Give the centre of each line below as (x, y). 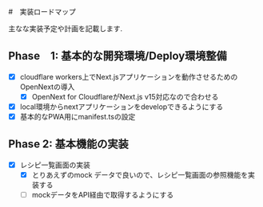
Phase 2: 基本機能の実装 (69, 145)
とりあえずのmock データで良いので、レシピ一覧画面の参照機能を (140, 174)
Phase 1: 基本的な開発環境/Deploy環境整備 (118, 56)
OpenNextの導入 (47, 87)
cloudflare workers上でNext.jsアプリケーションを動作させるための (129, 76)
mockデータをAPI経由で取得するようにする (103, 195)
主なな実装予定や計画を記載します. (66, 29)
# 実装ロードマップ (42, 12)
